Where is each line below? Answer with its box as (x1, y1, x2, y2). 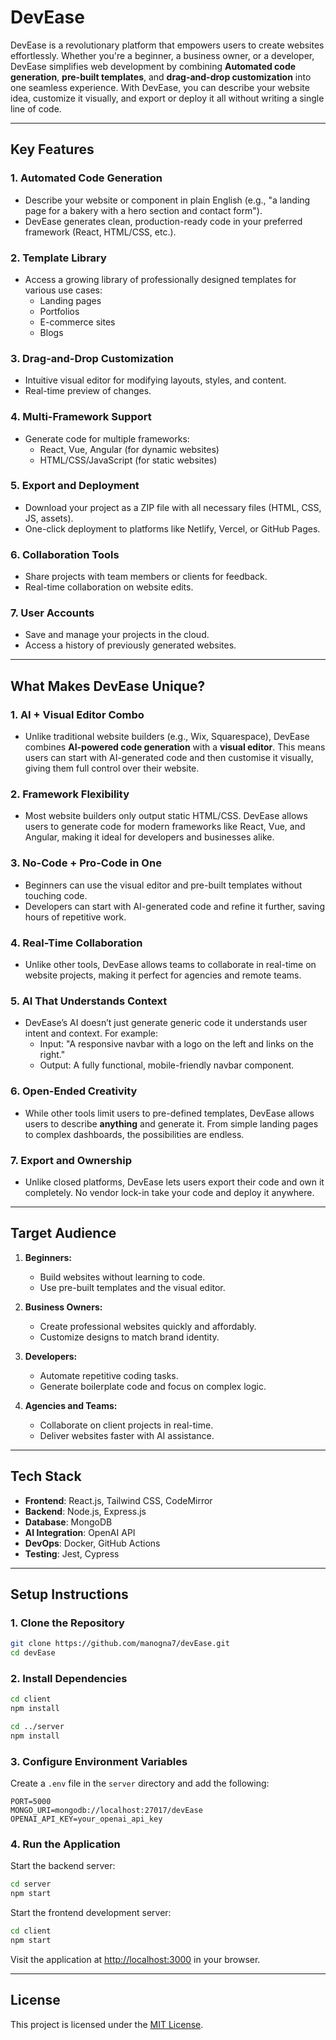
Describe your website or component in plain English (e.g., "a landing (24, 194, 311, 206)
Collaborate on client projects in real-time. (39, 1419, 214, 1431)
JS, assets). (24, 512, 74, 524)
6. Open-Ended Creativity (10, 1084, 138, 1098)
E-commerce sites (39, 316, 116, 328)
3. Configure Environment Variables (10, 1754, 188, 1768)
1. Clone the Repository (10, 1616, 125, 1630)
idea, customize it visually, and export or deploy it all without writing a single (10, 92, 325, 104)
